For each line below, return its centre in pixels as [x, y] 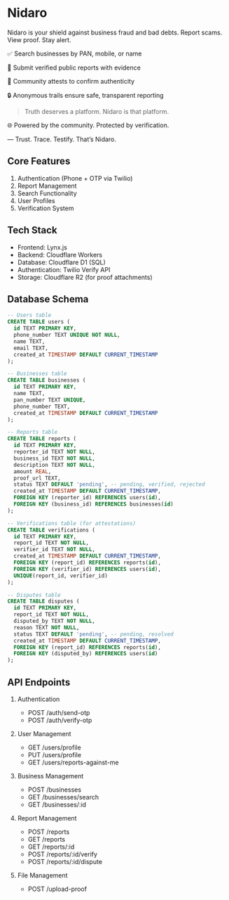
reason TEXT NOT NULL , [47, 627]
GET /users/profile [55, 747]
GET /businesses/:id [57, 804]
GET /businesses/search [63, 797]
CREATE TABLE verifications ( [51, 530]
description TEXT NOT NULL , [55, 465]
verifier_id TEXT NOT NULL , [55, 550]
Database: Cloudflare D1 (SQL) [62, 262]
